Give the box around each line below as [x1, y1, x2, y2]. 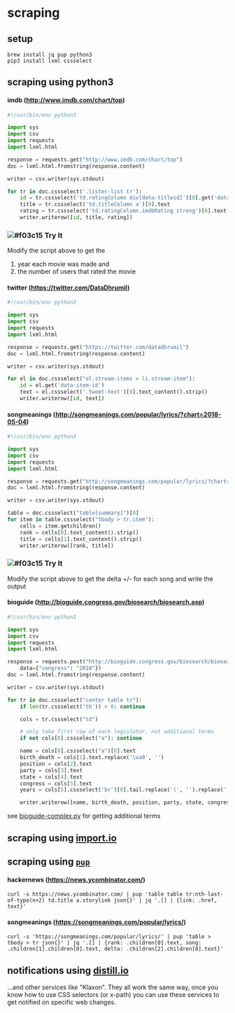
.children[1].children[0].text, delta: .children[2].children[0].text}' [7, 946, 224, 953]
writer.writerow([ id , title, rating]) [20, 214, 133, 221]
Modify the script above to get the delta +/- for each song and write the [7, 574, 213, 583]
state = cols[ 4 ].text [20, 773, 83, 781]
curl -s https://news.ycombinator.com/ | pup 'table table [7, 891, 183, 898]
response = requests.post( [7, 658, 86, 665]
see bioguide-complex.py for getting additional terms [7, 812, 161, 820]
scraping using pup [7, 856, 90, 867]
